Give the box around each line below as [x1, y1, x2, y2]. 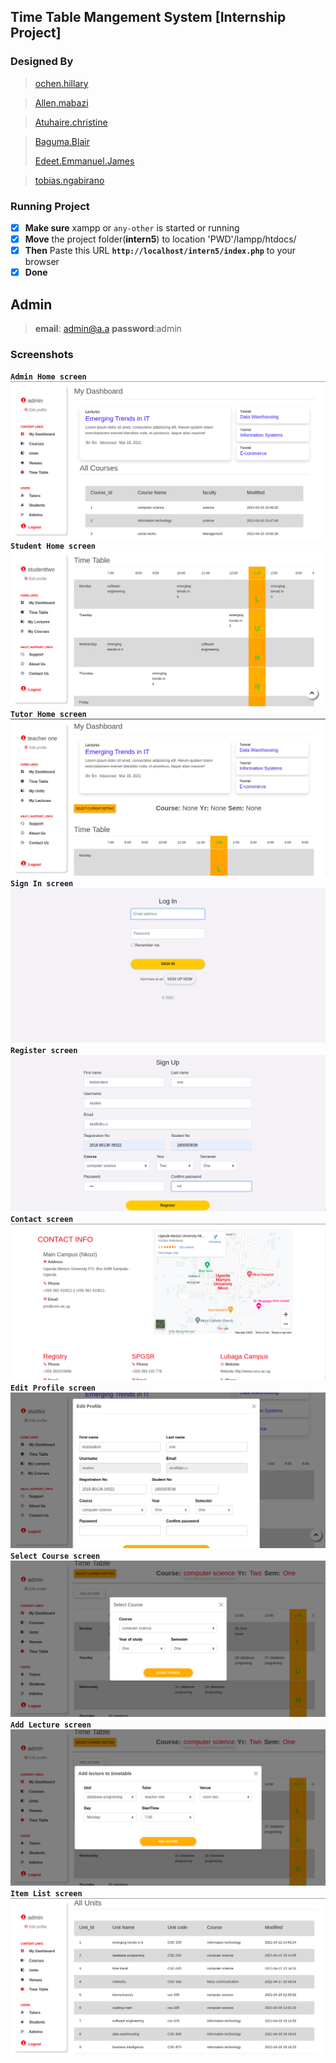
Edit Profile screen [10, 1383, 97, 1393]
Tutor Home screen [10, 710, 87, 720]
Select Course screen [10, 1551, 101, 1562]
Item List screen [10, 1889, 83, 1899]
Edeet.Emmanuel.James [34, 155, 135, 167]
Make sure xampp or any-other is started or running [24, 221, 240, 234]
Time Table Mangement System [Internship [10, 9, 287, 26]
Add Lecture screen [10, 1720, 92, 1730]
